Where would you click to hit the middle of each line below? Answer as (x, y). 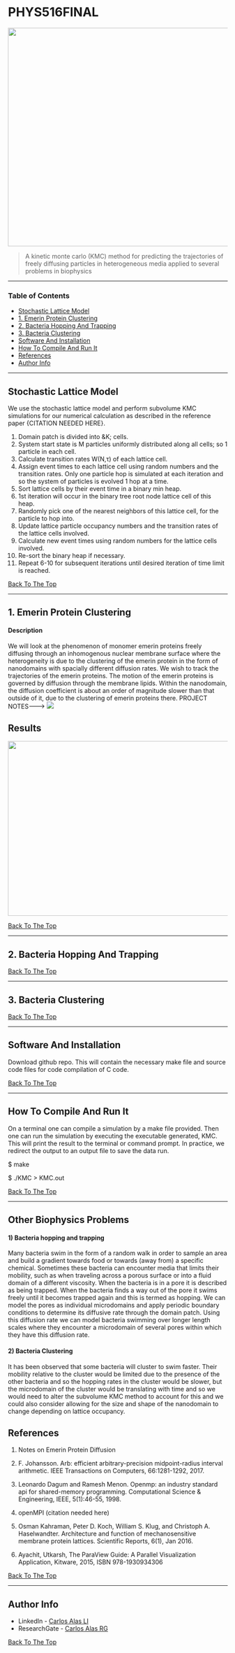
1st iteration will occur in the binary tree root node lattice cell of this (114, 496)
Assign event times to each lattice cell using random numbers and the (118, 466)
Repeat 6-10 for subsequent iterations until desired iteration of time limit (121, 563)
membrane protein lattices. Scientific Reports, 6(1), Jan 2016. (106, 1541)
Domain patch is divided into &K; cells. (73, 437)
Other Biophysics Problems (69, 1220)
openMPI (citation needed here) (64, 1513)
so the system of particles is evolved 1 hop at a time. (93, 481)
